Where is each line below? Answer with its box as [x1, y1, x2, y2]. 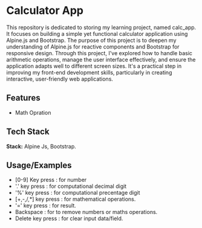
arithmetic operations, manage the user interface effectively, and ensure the [6, 56, 196, 63]
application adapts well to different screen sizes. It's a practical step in [6, 62, 182, 70]
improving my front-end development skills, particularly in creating [6, 69, 172, 76]
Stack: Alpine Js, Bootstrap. [6, 142, 77, 150]
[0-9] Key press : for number [15, 176, 87, 184]
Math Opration [15, 109, 51, 116]
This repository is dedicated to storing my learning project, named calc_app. [6, 24, 197, 31]
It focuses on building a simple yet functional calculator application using [6, 30, 188, 37]
